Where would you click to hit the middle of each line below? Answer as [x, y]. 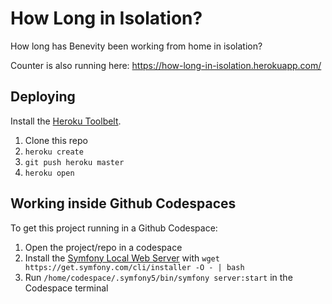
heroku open [49, 173]
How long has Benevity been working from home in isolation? [136, 46]
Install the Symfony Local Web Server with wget [122, 258]
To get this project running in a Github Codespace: [114, 228]
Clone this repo [56, 140]
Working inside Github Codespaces [123, 203]
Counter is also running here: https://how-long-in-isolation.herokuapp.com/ [166, 65]
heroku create [54, 152]
